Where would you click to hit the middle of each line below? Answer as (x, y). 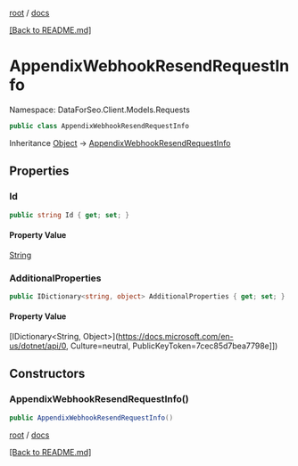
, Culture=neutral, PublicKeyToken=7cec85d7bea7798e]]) (172, 346)
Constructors (47, 374)
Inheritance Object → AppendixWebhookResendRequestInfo (120, 143)
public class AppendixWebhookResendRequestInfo (99, 126)
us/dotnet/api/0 (38, 346)
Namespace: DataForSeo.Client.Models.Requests (99, 110)
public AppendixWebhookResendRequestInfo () (91, 418)
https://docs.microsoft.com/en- (176, 336)
